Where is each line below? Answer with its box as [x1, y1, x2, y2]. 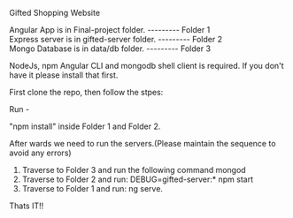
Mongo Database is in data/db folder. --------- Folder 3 [9, 43, 211, 54]
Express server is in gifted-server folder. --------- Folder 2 [9, 34, 223, 44]
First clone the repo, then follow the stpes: [9, 87, 164, 97]
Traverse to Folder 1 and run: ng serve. [21, 184, 164, 193]
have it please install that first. [9, 70, 119, 80]
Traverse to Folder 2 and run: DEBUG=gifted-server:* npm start [21, 174, 254, 184]
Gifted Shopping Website [9, 8, 100, 18]
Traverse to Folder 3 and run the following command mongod [21, 165, 246, 175]
